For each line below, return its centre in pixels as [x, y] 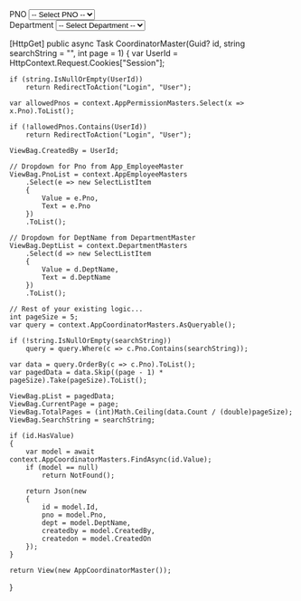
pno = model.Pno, [74, 515]
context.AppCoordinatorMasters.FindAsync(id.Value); [111, 460]
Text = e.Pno [66, 206]
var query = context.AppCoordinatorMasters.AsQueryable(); [123, 325]
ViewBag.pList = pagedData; [62, 396]
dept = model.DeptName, [86, 523]
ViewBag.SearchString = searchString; [82, 420]
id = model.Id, [71, 507]
